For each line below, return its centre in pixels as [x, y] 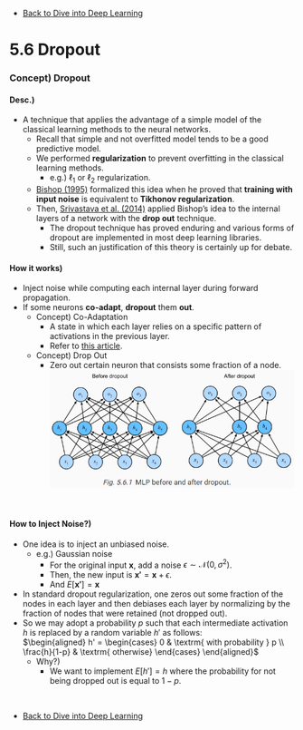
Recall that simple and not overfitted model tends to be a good [152, 139]
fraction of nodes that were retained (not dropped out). [125, 613]
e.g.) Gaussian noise [74, 553]
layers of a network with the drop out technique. [126, 219]
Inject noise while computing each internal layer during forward [140, 288]
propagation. [46, 297]
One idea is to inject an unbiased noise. [96, 544]
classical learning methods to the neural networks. [116, 130]
